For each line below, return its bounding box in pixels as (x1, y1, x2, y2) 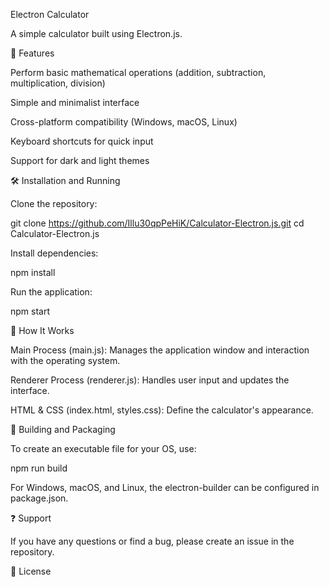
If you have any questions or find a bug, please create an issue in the (10, 535, 295, 547)
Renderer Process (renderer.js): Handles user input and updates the (10, 374, 290, 386)
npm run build (10, 462, 68, 474)
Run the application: (10, 286, 93, 298)
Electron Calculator (10, 9, 90, 20)
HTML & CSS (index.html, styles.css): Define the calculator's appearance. (10, 404, 314, 416)
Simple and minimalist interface (10, 97, 140, 108)
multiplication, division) (10, 77, 106, 89)
